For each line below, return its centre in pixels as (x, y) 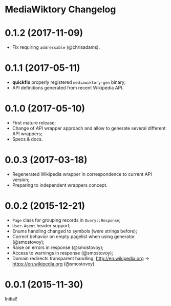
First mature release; (34, 123)
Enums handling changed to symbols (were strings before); (75, 231)
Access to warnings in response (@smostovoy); (63, 253)
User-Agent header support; (41, 225)
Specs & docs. (27, 139)
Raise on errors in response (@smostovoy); (58, 247)
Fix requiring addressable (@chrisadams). (56, 47)
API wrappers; (27, 134)
